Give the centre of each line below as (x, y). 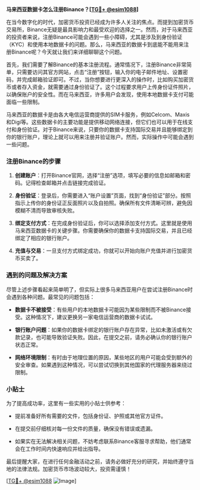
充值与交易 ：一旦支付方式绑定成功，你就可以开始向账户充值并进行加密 (101, 251)
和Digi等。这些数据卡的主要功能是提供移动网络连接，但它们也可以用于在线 (97, 122)
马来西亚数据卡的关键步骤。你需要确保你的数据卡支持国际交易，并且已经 (103, 231)
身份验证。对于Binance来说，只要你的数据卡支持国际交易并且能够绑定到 (105, 130)
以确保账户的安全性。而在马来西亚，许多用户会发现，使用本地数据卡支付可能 (100, 94)
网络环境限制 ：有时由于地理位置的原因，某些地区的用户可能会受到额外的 (103, 357)
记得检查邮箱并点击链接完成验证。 (67, 183)
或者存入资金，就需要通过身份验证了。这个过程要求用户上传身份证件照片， (102, 87)
